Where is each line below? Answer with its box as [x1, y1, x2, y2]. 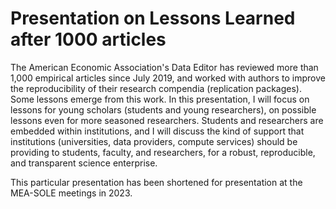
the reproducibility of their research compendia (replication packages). [10, 82, 302, 94]
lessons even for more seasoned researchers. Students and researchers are [10, 114, 324, 126]
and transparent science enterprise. [10, 157, 158, 169]
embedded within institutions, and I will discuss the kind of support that [10, 125, 305, 137]
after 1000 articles [10, 28, 167, 51]
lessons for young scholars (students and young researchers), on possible [10, 103, 317, 116]
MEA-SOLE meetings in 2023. [10, 187, 133, 199]
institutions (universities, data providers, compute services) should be [10, 135, 298, 147]
